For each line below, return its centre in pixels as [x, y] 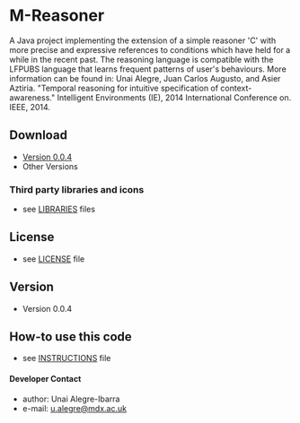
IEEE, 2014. [30, 107]
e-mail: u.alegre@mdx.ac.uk [75, 408]
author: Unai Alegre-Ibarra [71, 399]
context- [236, 88]
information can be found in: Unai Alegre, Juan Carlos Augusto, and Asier [145, 78]
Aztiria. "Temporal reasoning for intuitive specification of [114, 88]
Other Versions [50, 166]
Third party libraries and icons [77, 189]
